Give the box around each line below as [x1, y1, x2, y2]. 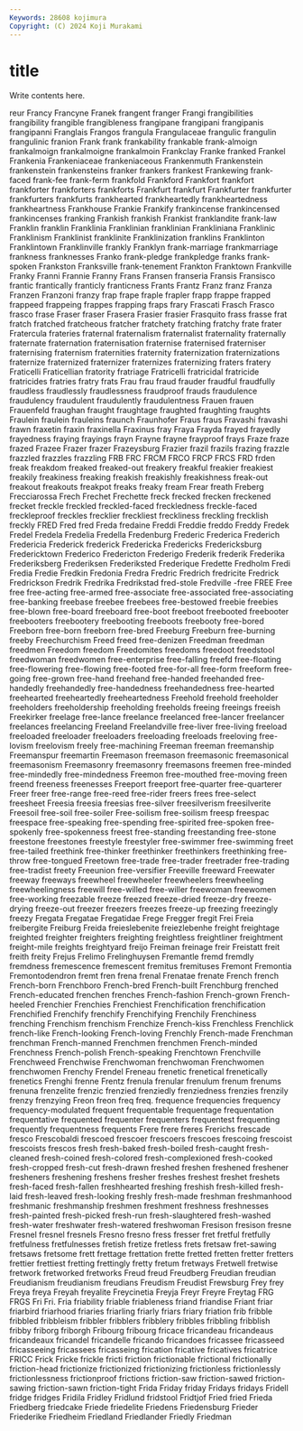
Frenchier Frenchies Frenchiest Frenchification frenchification [36, 999, 266, 1011]
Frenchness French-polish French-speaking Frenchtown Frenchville [9, 1048, 262, 1058]
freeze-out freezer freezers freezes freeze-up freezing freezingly [35, 903, 279, 914]
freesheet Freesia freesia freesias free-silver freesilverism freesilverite [9, 798, 271, 808]
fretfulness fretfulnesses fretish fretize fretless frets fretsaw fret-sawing [9, 1239, 277, 1250]
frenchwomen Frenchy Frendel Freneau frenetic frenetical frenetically [9, 1066, 268, 1077]
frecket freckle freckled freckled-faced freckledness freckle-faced [9, 501, 258, 512]
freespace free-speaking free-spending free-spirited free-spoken [9, 817, 254, 828]
